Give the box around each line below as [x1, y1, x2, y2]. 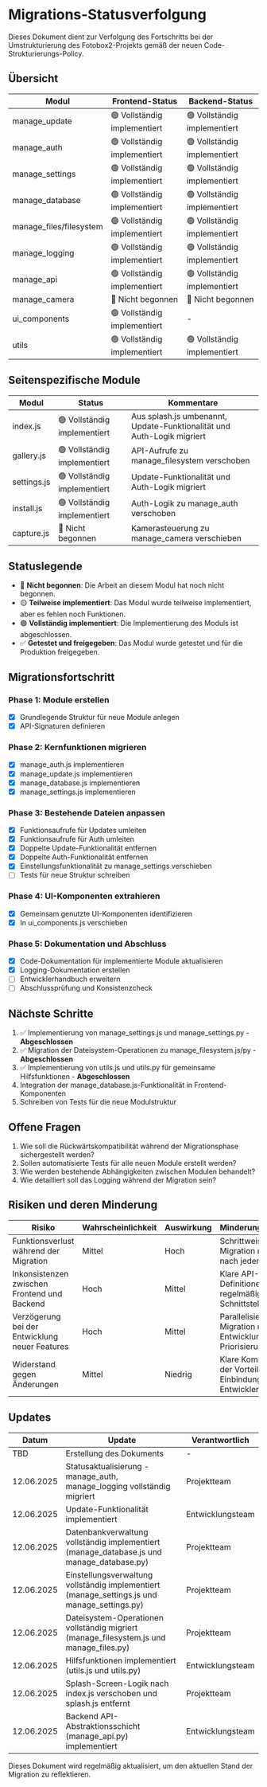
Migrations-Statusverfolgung [8, 6, 207, 24]
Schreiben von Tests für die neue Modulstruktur [19, 1097, 177, 1107]
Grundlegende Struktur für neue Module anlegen [19, 713, 180, 722]
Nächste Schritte [8, 1007, 94, 1020]
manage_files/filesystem [12, 221, 103, 233]
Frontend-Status [112, 96, 178, 107]
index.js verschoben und [65, 1687, 157, 1699]
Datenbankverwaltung [65, 1527, 149, 1538]
